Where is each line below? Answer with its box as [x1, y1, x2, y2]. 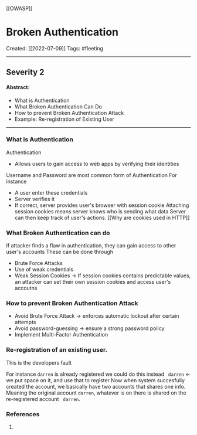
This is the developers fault [6, 359, 72, 366]
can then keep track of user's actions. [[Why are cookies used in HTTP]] [14, 214, 190, 221]
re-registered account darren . [6, 395, 81, 402]
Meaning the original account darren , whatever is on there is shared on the [6, 389, 186, 396]
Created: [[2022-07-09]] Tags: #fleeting [6, 45, 104, 52]
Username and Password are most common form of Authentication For [6, 171, 177, 178]
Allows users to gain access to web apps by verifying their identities [14, 160, 179, 167]
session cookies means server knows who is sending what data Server [14, 208, 186, 215]
